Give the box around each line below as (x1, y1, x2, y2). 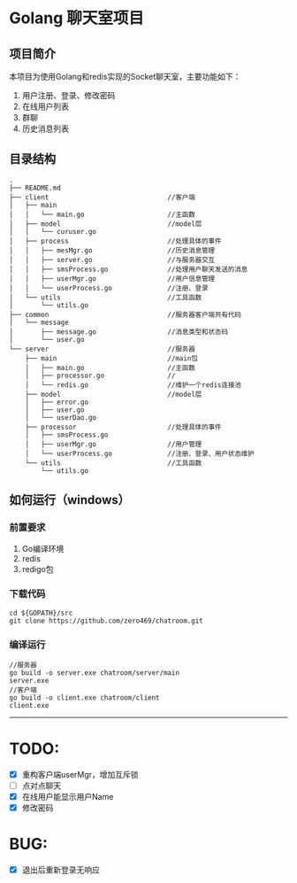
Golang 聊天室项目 (9, 8, 144, 28)
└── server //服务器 (9, 345, 196, 353)
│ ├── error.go (25, 398, 89, 407)
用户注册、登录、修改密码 (21, 90, 116, 100)
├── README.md (9, 183, 62, 192)
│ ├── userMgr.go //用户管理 (25, 439, 202, 448)
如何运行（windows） (9, 492, 131, 507)
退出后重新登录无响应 (21, 864, 100, 875)
